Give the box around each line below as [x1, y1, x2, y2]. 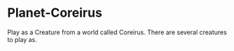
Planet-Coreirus [7, 5, 103, 21]
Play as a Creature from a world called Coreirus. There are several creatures [7, 28, 228, 36]
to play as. [7, 35, 37, 43]
